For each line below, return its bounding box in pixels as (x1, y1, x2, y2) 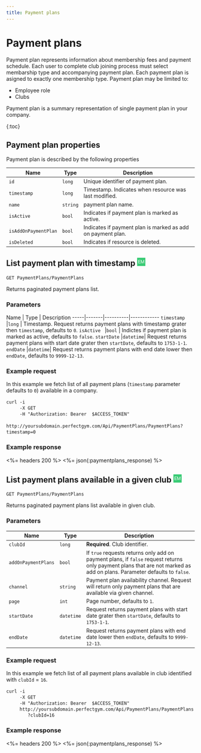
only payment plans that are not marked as (86, 561, 191, 569)
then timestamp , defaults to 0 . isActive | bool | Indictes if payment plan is (6, 326, 187, 333)
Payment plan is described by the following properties (6, 156, 139, 163)
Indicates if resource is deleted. (83, 238, 161, 245)
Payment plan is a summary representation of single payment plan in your (6, 105, 188, 112)
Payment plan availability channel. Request (86, 576, 191, 584)
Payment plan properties (6, 139, 100, 150)
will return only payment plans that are (86, 582, 181, 590)
